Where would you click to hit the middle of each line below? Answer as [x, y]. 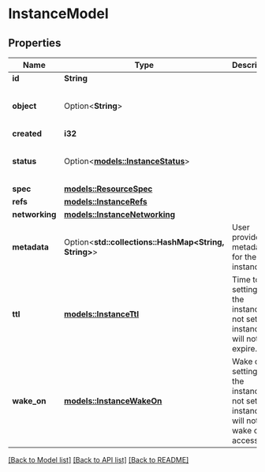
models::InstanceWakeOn [113, 401]
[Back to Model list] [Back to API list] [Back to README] [99, 460]
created [27, 133]
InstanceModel [58, 14]
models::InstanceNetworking [120, 214]
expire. [245, 348]
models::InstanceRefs [106, 202]
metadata [30, 247]
